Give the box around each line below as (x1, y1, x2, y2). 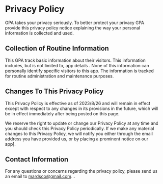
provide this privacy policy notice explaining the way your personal (5, 25, 140, 30)
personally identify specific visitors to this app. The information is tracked (5, 68, 154, 74)
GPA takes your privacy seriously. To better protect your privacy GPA (5, 20, 145, 26)
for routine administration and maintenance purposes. (5, 73, 114, 79)
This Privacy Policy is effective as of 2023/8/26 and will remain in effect (5, 100, 151, 106)
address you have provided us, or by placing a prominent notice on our (5, 136, 149, 142)
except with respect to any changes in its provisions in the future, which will (5, 105, 159, 111)
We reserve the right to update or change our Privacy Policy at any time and (5, 120, 159, 126)
